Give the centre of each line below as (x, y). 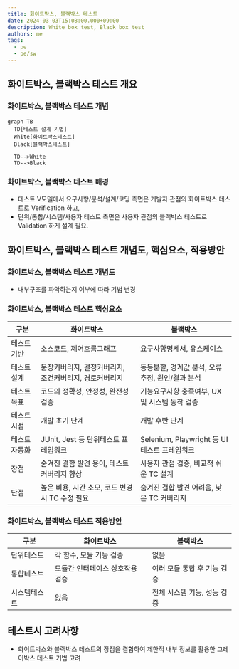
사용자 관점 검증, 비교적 (177, 463)
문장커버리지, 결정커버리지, (83, 367)
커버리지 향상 (61, 474)
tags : (15, 41)
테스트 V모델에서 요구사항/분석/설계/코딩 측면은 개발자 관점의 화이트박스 (117, 199)
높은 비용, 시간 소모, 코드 (79, 487)
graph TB (20, 122)
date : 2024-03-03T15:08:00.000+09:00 (63, 21)
